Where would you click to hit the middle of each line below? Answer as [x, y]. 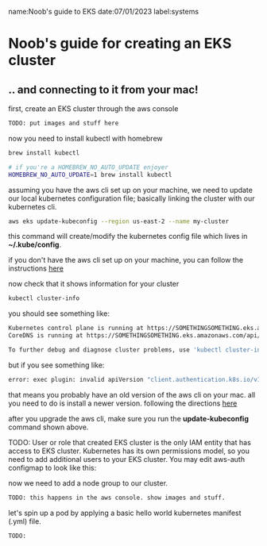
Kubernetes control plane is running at [76, 329]
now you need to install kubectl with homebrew [85, 138]
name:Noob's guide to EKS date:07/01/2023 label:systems [104, 12]
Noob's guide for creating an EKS [120, 44]
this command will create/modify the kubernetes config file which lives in [128, 236]
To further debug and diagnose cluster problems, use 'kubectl [115, 350]
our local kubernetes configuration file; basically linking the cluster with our [132, 198]
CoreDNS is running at [46, 336]
